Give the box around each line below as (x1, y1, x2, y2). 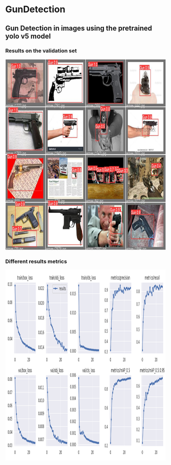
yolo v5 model (5, 32, 51, 40)
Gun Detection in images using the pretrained (5, 24, 153, 33)
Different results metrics (5, 258, 67, 265)
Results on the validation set (5, 47, 77, 54)
